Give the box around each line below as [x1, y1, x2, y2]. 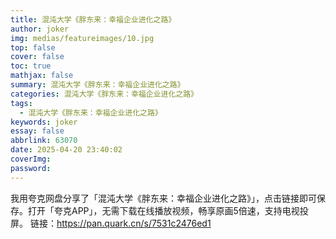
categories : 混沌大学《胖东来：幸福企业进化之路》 [10, 89, 198, 99]
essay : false [10, 126, 65, 136]
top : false [10, 42, 56, 53]
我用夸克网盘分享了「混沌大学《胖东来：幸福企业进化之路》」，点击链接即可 [10, 192, 317, 204]
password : [10, 163, 52, 173]
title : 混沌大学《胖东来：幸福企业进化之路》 [10, 14, 177, 25]
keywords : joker [10, 117, 78, 127]
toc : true [10, 61, 52, 71]
